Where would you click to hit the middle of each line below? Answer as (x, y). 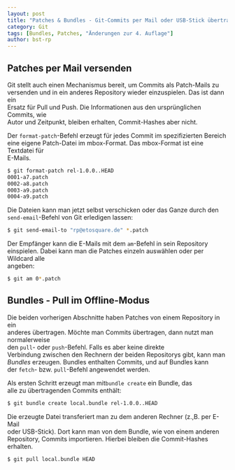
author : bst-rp (29, 40)
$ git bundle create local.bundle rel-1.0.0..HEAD (83, 403)
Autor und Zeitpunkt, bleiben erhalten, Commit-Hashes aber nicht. (102, 122)
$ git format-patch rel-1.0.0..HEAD (60, 171)
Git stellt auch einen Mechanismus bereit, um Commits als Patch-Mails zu (113, 85)
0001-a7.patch (28, 177)
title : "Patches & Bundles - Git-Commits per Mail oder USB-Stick (106, 20)
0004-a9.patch (28, 197)
